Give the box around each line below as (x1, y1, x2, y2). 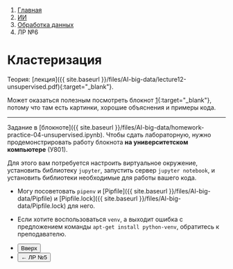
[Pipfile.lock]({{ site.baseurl (59, 194, 138, 202)
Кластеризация (7, 52, 102, 68)
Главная (17, 6, 42, 14)
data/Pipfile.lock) (17, 201, 67, 210)
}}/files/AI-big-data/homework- (114, 123, 205, 131)
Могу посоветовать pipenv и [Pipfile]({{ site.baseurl (17, 186, 168, 195)
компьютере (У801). (7, 145, 68, 153)
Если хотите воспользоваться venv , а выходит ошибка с (17, 215, 184, 223)
